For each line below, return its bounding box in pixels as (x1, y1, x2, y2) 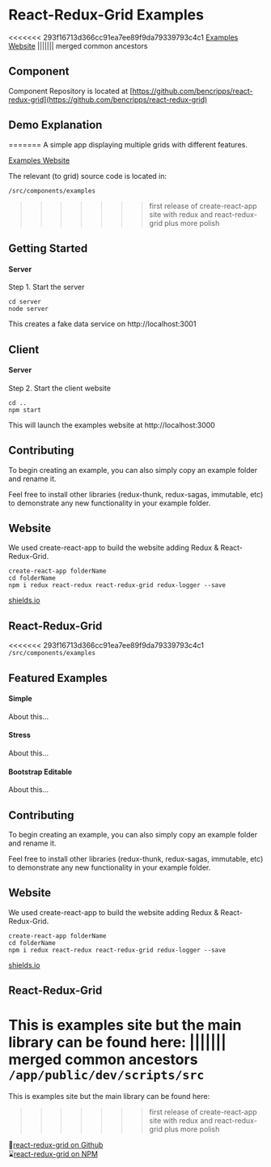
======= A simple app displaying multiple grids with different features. (8, 139, 248, 149)
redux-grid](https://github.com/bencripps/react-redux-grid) (8, 95, 208, 104)
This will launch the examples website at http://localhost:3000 (8, 420, 216, 430)
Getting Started (8, 241, 88, 255)
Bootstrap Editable (8, 767, 73, 777)
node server (8, 305, 49, 313)
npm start (8, 406, 42, 414)
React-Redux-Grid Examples (8, 6, 205, 24)
